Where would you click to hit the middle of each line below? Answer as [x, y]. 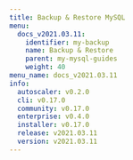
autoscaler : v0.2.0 [54, 92]
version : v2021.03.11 [58, 141]
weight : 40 [46, 68]
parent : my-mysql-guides [71, 59]
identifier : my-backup [67, 42]
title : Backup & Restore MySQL [67, 17]
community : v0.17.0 [54, 108]
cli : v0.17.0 [42, 100]
